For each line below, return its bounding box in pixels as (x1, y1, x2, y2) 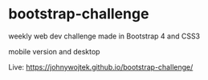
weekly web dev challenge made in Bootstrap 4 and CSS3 (8, 31, 201, 41)
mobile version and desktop (8, 46, 100, 56)
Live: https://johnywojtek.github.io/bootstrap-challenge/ (8, 62, 194, 72)
